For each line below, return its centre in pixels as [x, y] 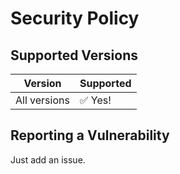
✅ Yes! [95, 100]
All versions [42, 100]
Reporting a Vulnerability [90, 135]
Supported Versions [74, 55]
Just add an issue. [48, 159]
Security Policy [75, 18]
